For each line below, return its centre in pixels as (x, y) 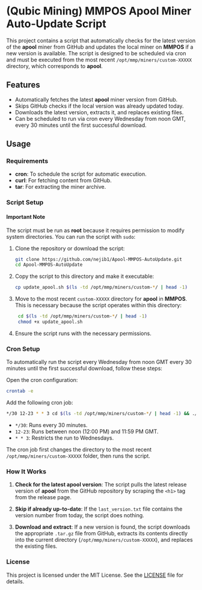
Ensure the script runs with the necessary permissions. (83, 333)
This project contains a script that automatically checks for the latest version (101, 40)
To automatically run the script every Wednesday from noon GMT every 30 (99, 362)
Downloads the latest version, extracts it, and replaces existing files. (99, 112)
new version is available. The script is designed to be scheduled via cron (96, 53)
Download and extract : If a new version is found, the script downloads (103, 527)
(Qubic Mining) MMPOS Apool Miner (99, 11)
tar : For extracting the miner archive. (60, 187)
